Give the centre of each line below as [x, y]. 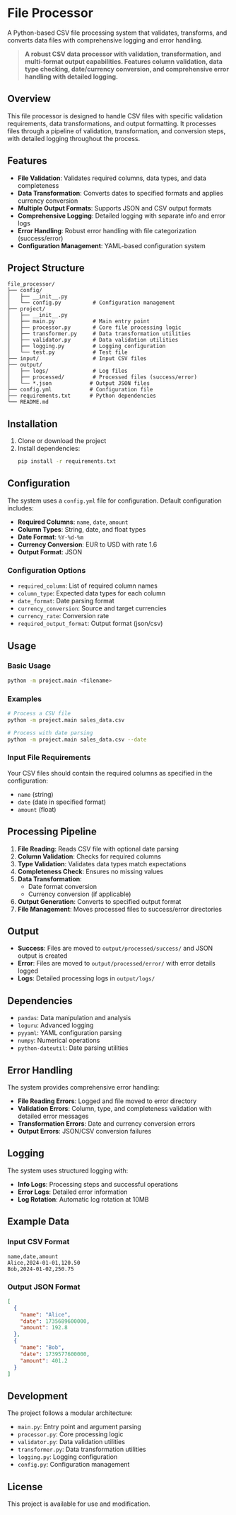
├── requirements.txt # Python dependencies [82, 396]
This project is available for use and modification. [79, 1504]
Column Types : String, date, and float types [82, 529]
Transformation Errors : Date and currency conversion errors [106, 1124]
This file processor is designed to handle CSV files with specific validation [115, 116]
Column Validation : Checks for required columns [89, 856]
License [25, 1487]
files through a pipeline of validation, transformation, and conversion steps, [117, 131]
